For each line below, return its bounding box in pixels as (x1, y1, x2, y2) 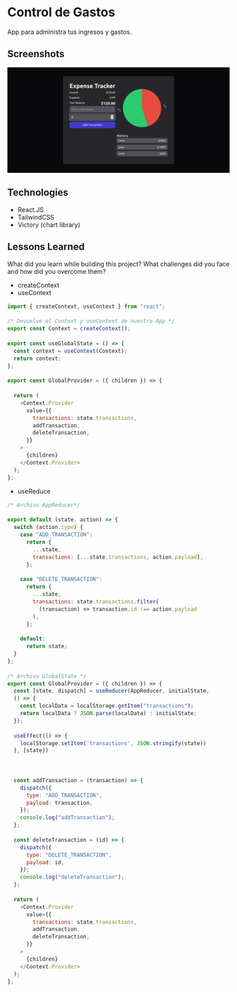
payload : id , (25, 859, 65, 866)
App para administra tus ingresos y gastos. (7, 28, 132, 36)
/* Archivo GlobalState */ (7, 672, 87, 680)
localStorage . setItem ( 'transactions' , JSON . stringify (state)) (20, 739, 207, 747)
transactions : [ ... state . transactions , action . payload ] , (32, 554, 203, 561)
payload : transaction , (25, 799, 93, 806)
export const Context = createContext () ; (7, 325, 131, 333)
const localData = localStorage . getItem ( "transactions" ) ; (20, 703, 194, 710)
